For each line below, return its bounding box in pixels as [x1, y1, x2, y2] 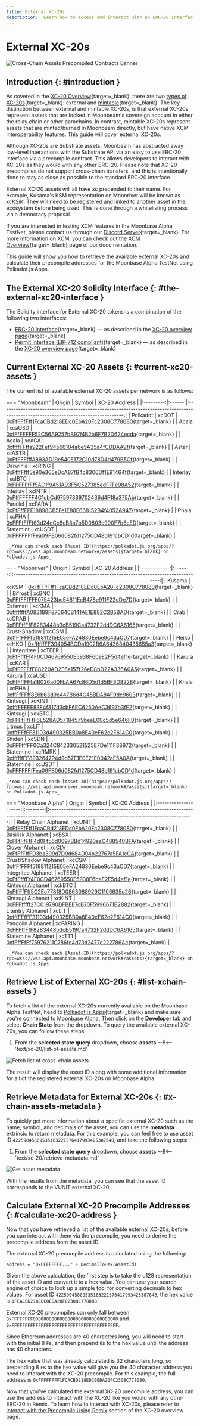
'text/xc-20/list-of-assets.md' [14, 1045, 87, 1052]
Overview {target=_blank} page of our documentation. [6, 241, 138, 249]
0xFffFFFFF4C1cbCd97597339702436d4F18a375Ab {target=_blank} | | [6, 494, 180, 501]
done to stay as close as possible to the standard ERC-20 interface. [6, 174, 172, 181]
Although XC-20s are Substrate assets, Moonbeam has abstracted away [6, 142, 184, 150]
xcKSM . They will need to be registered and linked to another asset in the [6, 198, 186, 206]
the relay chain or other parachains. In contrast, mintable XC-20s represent [6, 118, 190, 125]
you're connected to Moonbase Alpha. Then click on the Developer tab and [6, 1015, 192, 1022]
